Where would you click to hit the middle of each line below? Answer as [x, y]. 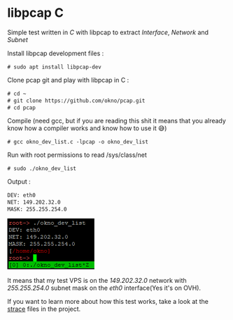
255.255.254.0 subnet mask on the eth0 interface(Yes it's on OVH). [104, 288]
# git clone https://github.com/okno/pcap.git [76, 100]
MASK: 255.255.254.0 [37, 209]
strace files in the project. [44, 309]
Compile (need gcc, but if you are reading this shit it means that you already [116, 120]
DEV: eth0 [22, 195]
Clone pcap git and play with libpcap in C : [68, 80]
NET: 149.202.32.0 [34, 202]
